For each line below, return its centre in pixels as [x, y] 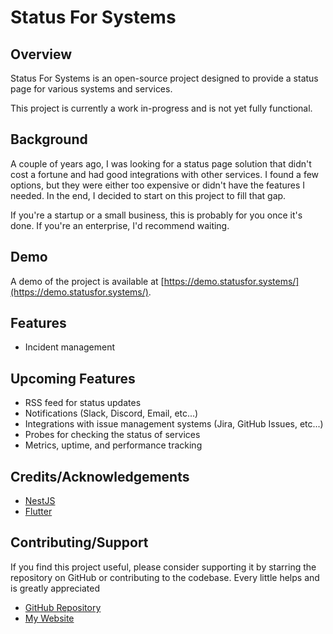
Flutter [38, 512]
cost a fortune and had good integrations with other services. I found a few [165, 174]
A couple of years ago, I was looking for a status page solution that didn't [161, 163]
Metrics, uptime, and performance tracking [113, 445]
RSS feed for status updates [83, 403]
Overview [41, 54]
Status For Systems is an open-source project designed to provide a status [164, 78]
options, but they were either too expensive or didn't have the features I [158, 185]
